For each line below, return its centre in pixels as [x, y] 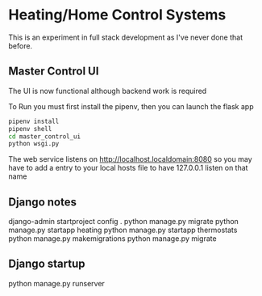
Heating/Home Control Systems [117, 15]
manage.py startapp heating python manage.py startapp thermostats [123, 230]
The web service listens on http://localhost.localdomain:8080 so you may [130, 159]
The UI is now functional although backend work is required [108, 91]
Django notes [42, 202]
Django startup [47, 264]
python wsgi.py [34, 144]
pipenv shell [30, 129]
